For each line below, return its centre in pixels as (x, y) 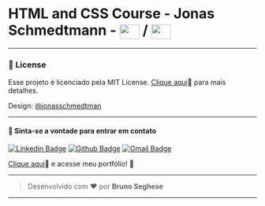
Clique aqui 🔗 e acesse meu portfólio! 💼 (71, 164)
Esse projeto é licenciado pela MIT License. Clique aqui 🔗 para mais (117, 82)
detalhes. (23, 90)
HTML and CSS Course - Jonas (112, 14)
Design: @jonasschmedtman (55, 105)
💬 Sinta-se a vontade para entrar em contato (82, 131)
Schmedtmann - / (78, 30)
